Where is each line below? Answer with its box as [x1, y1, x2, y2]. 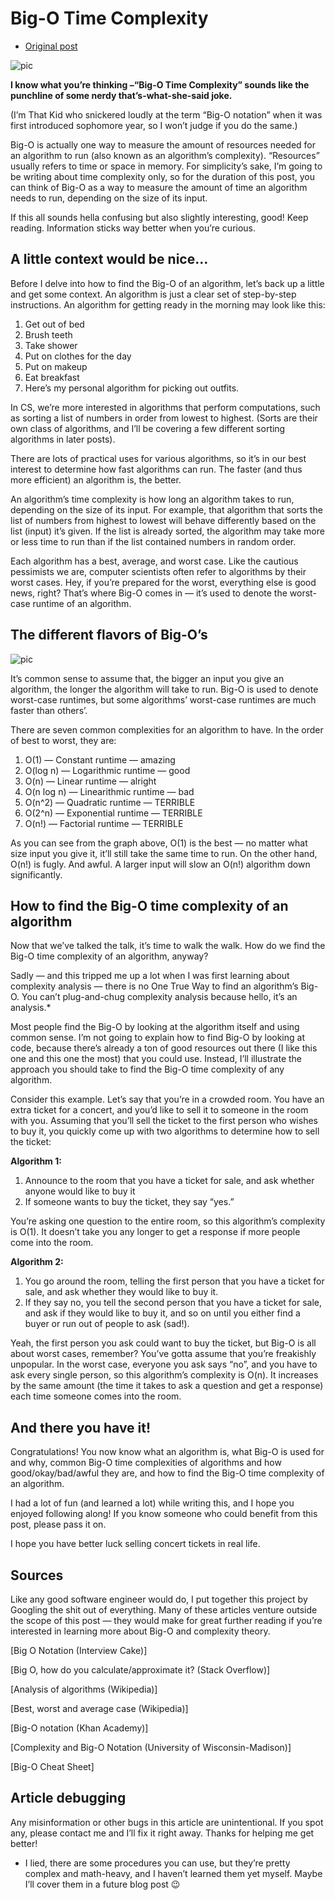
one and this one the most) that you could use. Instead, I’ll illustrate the [10, 1053, 303, 1065]
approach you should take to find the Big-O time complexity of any [10, 1063, 285, 1076]
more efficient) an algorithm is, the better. [10, 473, 182, 486]
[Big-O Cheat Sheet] [10, 1761, 95, 1772]
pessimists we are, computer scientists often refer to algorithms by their [10, 565, 307, 577]
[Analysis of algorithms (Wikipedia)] [10, 1683, 158, 1695]
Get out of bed [24, 318, 85, 330]
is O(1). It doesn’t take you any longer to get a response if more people [10, 1226, 301, 1238]
